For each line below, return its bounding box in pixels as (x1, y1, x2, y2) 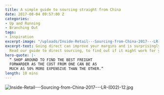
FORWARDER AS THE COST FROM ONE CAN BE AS (9, 62, 97, 67)
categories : (5, 16, 29, 21)
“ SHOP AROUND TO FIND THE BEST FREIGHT (9, 57, 93, 62)
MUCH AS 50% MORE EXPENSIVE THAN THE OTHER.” (9, 67, 104, 71)
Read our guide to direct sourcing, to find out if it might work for (9, 48, 156, 53)
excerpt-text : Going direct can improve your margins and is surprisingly (5, 44, 161, 48)
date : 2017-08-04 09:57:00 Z (5, 12, 64, 17)
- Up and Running (5, 21, 41, 26)
